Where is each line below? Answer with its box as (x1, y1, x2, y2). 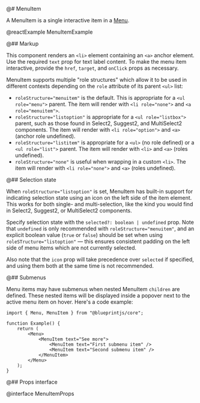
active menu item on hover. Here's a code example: (6, 298, 133, 306)
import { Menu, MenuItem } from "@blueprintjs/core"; (6, 310, 144, 316)
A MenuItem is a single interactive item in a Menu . (6, 17, 130, 23)
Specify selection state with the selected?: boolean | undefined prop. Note (6, 219, 194, 226)
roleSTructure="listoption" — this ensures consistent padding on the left (6, 238, 190, 245)
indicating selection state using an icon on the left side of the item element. (6, 194, 192, 201)
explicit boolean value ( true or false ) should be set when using (6, 232, 163, 238)
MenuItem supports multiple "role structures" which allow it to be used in (6, 76, 187, 83)
